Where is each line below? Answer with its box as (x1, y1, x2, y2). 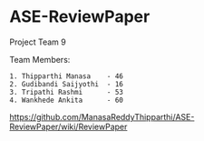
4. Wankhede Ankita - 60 (9, 96, 124, 105)
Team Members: (9, 54, 71, 65)
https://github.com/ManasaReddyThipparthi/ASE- (9, 111, 195, 122)
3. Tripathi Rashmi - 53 (9, 87, 124, 96)
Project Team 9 (9, 36, 66, 47)
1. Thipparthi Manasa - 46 (9, 71, 124, 81)
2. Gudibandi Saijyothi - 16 (9, 79, 124, 88)
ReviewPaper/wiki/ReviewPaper (9, 121, 128, 132)
